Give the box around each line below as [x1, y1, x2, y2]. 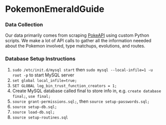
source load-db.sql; [12, 110, 55, 115]
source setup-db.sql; [12, 104, 57, 110]
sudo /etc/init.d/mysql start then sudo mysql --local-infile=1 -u [12, 66, 153, 72]
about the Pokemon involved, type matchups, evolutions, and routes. [5, 43, 145, 49]
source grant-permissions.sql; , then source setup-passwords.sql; [12, 98, 150, 104]
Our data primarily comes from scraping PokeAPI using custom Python [5, 32, 150, 38]
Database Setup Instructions [5, 56, 76, 62]
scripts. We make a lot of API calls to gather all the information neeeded [5, 38, 152, 44]
